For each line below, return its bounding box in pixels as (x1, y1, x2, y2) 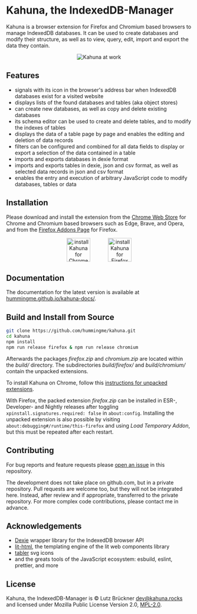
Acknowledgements (6, 521, 82, 531)
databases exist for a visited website (14, 92, 104, 99)
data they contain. (6, 42, 50, 49)
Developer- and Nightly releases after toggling (6, 403, 119, 410)
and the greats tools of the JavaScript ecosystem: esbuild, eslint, (14, 555, 173, 563)
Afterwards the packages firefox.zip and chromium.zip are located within (6, 355, 183, 362)
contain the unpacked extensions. (6, 367, 88, 374)
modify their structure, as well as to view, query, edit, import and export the (6, 35, 189, 43)
